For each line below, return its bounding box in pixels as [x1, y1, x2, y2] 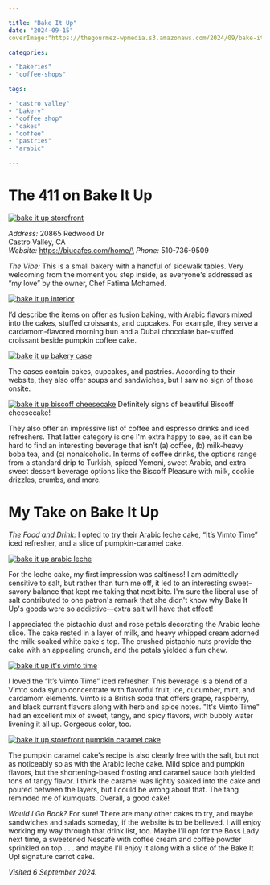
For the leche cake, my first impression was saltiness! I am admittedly [8, 569, 239, 579]
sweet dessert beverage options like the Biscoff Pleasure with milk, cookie [8, 466, 255, 476]
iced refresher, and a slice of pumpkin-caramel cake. [8, 538, 183, 548]
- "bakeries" [8, 63, 52, 71]
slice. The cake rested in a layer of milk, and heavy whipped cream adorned [8, 628, 260, 638]
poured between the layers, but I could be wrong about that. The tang [8, 784, 239, 794]
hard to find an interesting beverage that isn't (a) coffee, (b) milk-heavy [8, 440, 243, 450]
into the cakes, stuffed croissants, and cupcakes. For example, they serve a [8, 318, 259, 327]
